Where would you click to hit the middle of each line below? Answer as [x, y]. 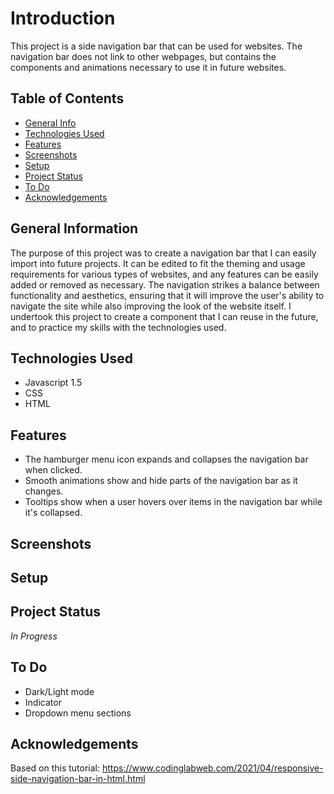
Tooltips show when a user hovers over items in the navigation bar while [173, 502]
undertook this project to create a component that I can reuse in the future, [164, 316]
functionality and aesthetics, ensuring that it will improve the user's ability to [167, 295]
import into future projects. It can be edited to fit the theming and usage [158, 263]
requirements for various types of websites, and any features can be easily [164, 274]
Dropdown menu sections [78, 713]
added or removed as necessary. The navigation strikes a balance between [165, 284]
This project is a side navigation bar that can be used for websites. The [156, 46]
